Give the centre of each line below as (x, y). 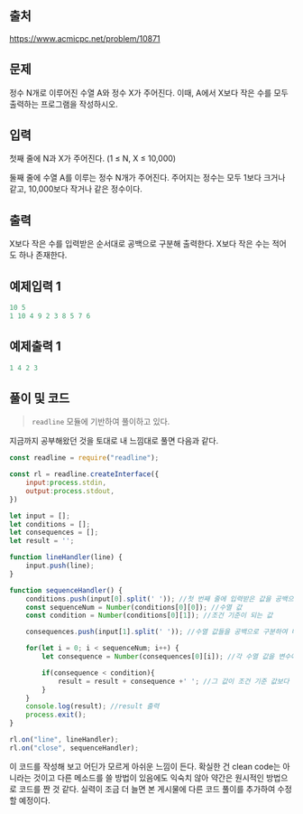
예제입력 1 (35, 286)
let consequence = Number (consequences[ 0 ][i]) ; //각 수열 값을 (158, 657)
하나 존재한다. (43, 255)
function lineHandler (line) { (66, 557)
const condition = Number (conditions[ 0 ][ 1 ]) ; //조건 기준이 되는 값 (149, 616)
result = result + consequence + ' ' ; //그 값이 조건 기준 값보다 (174, 681)
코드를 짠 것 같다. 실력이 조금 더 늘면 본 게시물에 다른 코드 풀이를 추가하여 (147, 789)
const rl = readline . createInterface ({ (84, 474)
